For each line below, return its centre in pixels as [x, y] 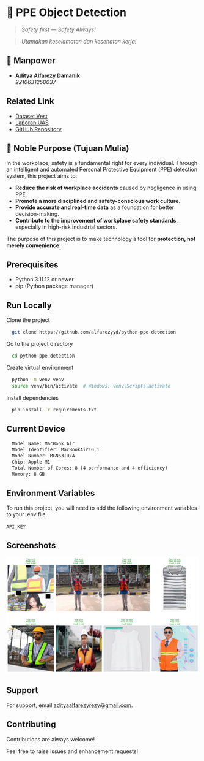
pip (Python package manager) [54, 286]
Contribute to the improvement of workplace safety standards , [97, 221]
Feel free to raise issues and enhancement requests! [72, 751]
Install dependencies [33, 397]
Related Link [30, 101]
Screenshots [31, 545]
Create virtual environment [40, 367]
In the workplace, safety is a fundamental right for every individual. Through [102, 163]
